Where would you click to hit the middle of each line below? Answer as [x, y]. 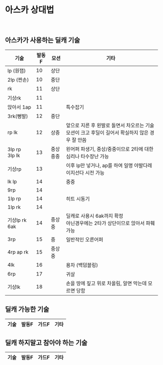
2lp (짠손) [18, 80]
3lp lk [14, 155]
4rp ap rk [18, 252]
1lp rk [14, 207]
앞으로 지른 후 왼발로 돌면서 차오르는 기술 [110, 125]
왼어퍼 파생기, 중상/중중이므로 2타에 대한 [110, 149]
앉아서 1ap [19, 107]
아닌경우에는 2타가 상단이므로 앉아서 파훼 [111, 223]
